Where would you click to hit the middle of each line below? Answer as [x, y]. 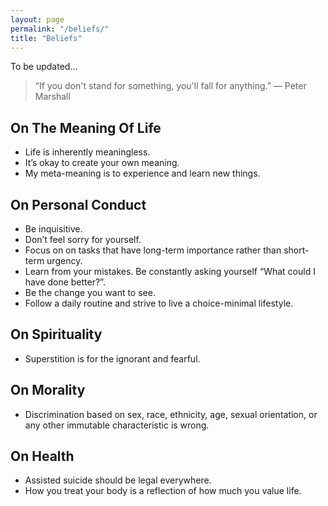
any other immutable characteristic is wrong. [117, 425]
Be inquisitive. [53, 229]
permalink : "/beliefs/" [60, 29]
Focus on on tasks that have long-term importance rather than [153, 250]
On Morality [48, 390]
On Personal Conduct [78, 204]
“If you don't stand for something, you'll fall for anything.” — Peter [170, 86]
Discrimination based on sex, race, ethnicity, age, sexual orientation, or [171, 414]
